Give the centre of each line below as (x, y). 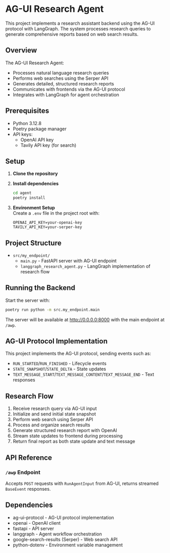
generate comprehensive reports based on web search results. (72, 34)
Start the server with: (28, 300)
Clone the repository (35, 174)
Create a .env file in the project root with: (56, 213)
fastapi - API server (33, 528)
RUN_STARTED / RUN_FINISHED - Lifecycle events (60, 364)
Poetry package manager (40, 129)
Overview (21, 50)
